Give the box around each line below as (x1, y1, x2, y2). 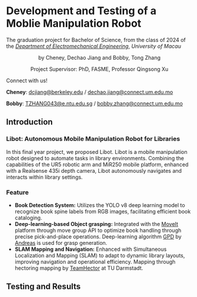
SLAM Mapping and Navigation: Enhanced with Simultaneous (14, 246, 167, 253)
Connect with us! (6, 77, 48, 84)
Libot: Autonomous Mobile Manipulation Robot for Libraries (6, 135, 180, 143)
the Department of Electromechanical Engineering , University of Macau (6, 43, 182, 50)
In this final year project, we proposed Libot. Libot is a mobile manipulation (6, 148, 188, 155)
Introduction (6, 117, 53, 127)
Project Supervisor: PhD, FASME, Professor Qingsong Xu (30, 65, 169, 72)
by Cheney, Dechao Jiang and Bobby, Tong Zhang (38, 54, 161, 61)
